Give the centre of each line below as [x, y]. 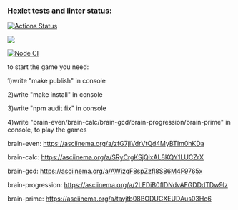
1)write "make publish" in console [56, 81]
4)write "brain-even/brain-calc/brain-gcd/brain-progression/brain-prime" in [119, 122]
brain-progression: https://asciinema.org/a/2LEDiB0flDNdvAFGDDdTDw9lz [118, 185]
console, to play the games [47, 130]
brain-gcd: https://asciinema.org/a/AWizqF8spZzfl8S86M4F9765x [105, 171]
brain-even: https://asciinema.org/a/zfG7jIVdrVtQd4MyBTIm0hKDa [106, 144]
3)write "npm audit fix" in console [57, 108]
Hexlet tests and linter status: [60, 11]
